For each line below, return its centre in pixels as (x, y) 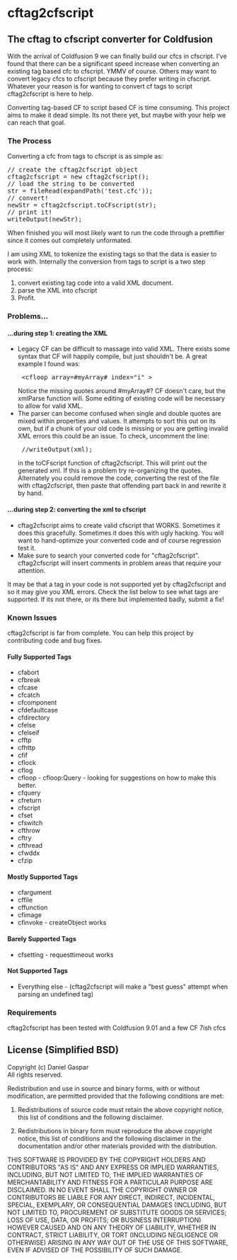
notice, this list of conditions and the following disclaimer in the (109, 1138)
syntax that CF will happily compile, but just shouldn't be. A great (112, 356)
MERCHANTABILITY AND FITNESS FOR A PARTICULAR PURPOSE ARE (110, 1182)
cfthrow (29, 831)
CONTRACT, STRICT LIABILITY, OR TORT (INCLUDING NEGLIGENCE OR (113, 1235)
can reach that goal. (36, 123)
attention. (31, 570)
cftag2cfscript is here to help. (50, 94)
